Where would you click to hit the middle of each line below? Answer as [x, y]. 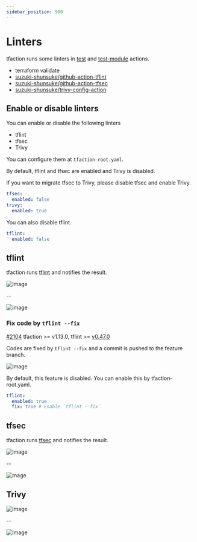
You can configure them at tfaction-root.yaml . [65, 159]
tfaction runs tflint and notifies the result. [57, 272]
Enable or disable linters [52, 109]
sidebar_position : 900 [35, 12]
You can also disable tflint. [39, 222]
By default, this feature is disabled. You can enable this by [78, 378]
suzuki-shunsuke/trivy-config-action [61, 90]
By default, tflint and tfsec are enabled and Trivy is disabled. [81, 171]
